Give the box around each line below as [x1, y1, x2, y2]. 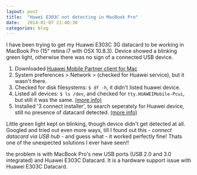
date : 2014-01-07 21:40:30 [6, 19, 78, 25]
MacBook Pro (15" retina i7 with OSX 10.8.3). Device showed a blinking [6, 48, 178, 55]
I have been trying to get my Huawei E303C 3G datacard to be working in [6, 41, 184, 48]
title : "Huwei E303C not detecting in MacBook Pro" [6, 14, 139, 20]
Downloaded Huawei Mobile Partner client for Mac [14, 65, 137, 72]
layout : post [6, 8, 38, 15]
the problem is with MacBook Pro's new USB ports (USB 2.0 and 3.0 [6, 151, 172, 158]
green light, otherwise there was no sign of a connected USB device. [6, 54, 173, 61]
